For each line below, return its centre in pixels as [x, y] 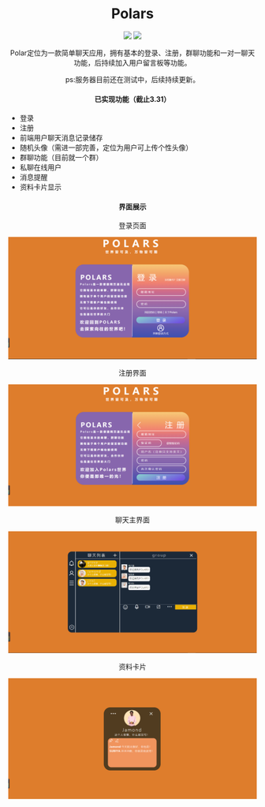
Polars [132, 14]
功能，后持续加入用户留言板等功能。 [132, 62]
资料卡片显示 [40, 187]
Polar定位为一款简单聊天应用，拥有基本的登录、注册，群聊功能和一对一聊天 [132, 53]
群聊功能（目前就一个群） [61, 158]
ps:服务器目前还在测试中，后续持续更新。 [132, 79]
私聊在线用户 [40, 167]
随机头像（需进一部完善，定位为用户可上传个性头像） [106, 148]
